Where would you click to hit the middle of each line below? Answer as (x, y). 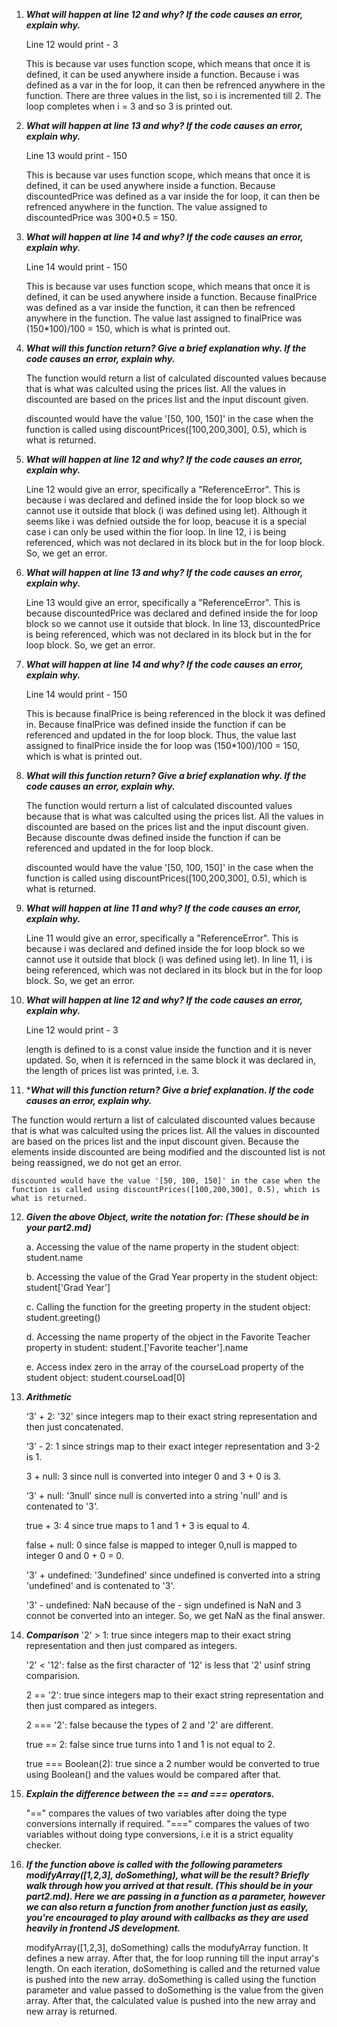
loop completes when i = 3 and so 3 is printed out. (129, 106)
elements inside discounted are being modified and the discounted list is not (168, 1152)
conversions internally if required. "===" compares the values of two (167, 1823)
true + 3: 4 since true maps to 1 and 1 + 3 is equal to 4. (137, 1525)
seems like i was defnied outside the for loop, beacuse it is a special (166, 521)
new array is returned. (71, 2011)
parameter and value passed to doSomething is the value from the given (174, 1990)
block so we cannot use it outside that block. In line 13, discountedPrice (173, 623)
